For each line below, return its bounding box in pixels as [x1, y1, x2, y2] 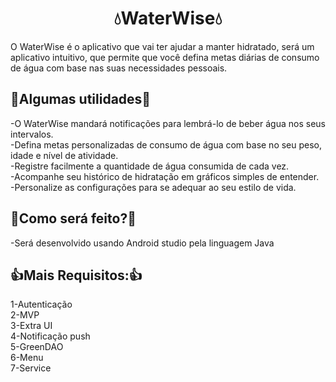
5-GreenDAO [10, 341, 64, 353]
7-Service [10, 362, 52, 374]
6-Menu [10, 352, 44, 364]
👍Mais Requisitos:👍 [10, 267, 143, 284]
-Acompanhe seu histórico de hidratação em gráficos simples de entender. [10, 170, 320, 182]
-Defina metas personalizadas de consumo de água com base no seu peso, [10, 138, 323, 151]
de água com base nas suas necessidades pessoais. [10, 62, 228, 74]
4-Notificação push [10, 330, 91, 342]
